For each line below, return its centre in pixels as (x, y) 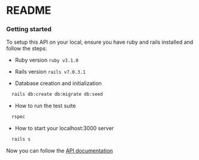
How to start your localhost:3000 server (64, 128)
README (29, 10)
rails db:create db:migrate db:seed (57, 94)
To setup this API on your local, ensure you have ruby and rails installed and (100, 42)
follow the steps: (27, 49)
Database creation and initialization (58, 83)
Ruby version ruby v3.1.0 (47, 60)
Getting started (29, 29)
